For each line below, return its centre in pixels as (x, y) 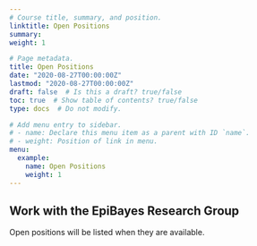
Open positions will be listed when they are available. (107, 233)
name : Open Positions (65, 166)
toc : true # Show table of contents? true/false (104, 100)
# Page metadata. (42, 59)
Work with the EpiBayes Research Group (124, 211)
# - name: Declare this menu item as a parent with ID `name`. (130, 133)
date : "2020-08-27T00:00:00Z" (66, 76)
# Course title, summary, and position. (86, 17)
